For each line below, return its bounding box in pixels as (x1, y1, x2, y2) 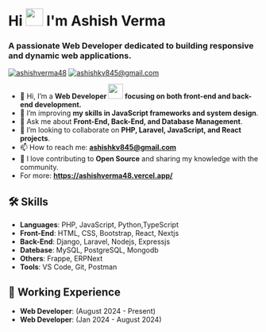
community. (19, 163, 59, 172)
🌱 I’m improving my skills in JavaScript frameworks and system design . (19, 108, 259, 118)
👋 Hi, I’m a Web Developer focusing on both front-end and (19, 91, 231, 101)
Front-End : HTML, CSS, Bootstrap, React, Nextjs (19, 229, 179, 238)
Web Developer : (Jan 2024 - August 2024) (19, 315, 162, 325)
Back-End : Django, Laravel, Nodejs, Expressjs (19, 237, 171, 246)
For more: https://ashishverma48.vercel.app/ (19, 171, 173, 180)
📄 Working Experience (8, 285, 121, 299)
